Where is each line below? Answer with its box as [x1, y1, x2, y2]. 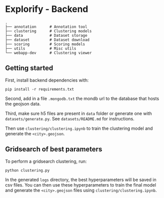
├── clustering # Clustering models [5, 28, 92, 33]
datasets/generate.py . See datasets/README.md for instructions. [5, 115, 135, 121]
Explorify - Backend [5, 3, 88, 15]
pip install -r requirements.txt [5, 87, 74, 92]
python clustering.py [5, 168, 50, 173]
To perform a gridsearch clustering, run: [5, 158, 87, 164]
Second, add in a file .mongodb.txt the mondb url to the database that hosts [5, 96, 160, 101]
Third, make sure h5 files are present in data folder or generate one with [5, 110, 152, 116]
